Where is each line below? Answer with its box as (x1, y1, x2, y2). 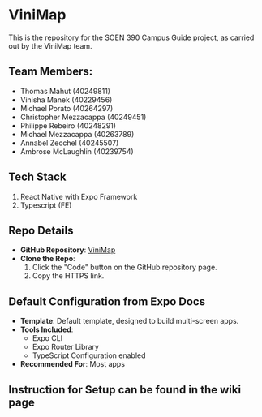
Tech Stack (8, 170, 67, 184)
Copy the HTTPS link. (32, 271, 105, 281)
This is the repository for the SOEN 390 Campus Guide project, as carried (8, 32, 255, 42)
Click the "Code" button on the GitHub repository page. (32, 262, 217, 273)
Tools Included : (19, 325, 74, 334)
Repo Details (8, 223, 74, 237)
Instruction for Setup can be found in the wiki (8, 383, 242, 397)
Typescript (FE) (19, 200, 72, 210)
